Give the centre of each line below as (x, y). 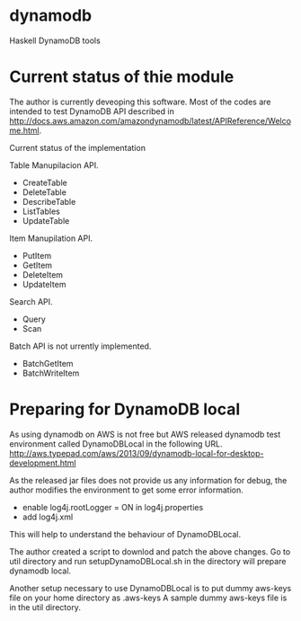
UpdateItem (44, 284)
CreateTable (44, 182)
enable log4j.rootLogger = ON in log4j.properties (113, 507)
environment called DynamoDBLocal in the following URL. (116, 444)
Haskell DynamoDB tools (55, 40)
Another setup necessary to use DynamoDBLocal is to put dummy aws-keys (150, 588)
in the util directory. (45, 607)
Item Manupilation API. (51, 238)
